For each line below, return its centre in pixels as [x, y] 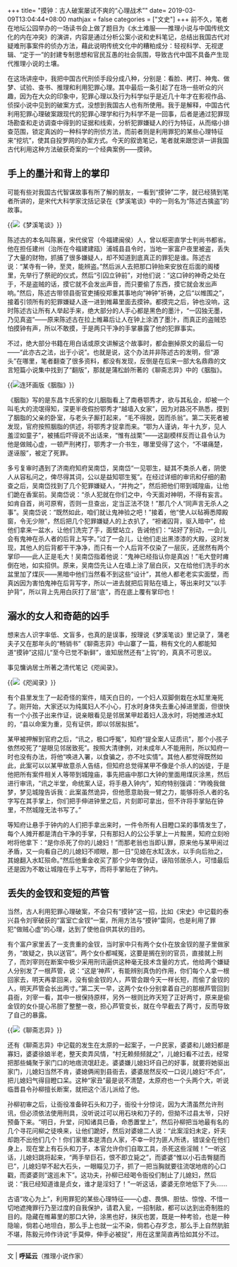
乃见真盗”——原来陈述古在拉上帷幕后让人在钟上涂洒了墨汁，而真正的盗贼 [114, 319]
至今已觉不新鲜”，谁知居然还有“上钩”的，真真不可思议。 [134, 652]
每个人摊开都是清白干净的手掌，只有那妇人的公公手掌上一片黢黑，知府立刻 [115, 833]
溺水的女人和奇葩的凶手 [58, 617]
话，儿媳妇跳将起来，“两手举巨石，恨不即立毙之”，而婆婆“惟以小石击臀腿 [114, 1157]
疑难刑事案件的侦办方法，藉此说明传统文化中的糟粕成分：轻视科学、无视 [112, 46]
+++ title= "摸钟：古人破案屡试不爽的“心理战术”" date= [87, 10]
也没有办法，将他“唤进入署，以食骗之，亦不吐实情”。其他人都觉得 [109, 756]
